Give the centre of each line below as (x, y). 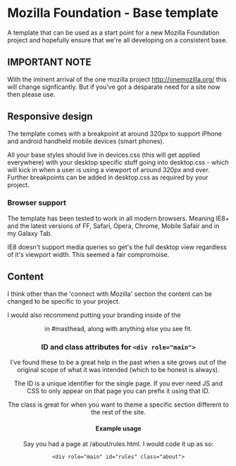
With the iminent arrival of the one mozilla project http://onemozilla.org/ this (117, 79)
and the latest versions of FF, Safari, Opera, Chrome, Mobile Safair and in (113, 226)
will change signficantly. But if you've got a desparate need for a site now (114, 87)
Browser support (37, 203)
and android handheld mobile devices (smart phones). (86, 141)
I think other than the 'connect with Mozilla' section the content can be (110, 294)
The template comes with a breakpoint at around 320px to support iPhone (114, 133)
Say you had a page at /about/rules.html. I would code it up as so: (118, 444)
